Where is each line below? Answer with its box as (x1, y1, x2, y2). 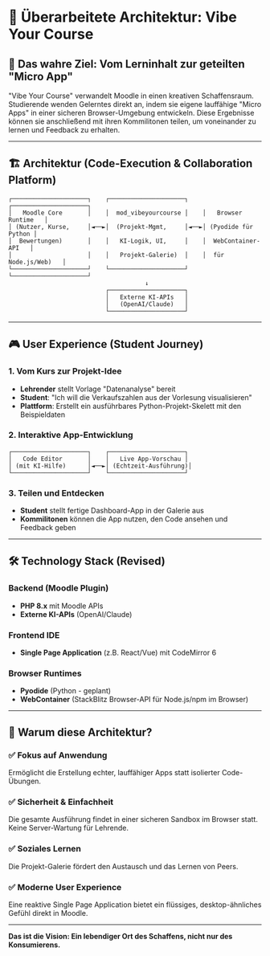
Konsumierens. (8, 940, 61, 950)
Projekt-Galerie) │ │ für (119, 251, 225, 259)
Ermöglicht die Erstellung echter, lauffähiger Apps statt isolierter (8, 768, 220, 778)
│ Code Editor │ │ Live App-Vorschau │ (8, 455, 189, 463)
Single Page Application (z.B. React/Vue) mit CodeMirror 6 (19, 648, 217, 658)
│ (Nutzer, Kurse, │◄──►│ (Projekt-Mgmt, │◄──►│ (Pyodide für (8, 223, 253, 231)
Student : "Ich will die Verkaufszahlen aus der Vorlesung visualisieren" (19, 392, 252, 402)
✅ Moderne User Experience (8, 881, 122, 893)
